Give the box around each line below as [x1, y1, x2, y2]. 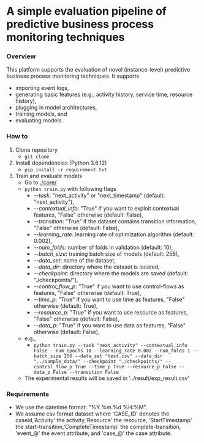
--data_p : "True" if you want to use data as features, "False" [33, 321, 186, 329]
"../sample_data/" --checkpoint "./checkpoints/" [33, 358, 163, 365]
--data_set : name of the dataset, [33, 256, 116, 264]
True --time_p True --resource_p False [74, 363, 176, 370]
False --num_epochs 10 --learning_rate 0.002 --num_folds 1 [33, 348, 191, 354]
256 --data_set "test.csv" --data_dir [64, 353, 163, 359]
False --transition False [53, 369, 119, 375]
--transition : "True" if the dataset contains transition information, [33, 217, 197, 225]
